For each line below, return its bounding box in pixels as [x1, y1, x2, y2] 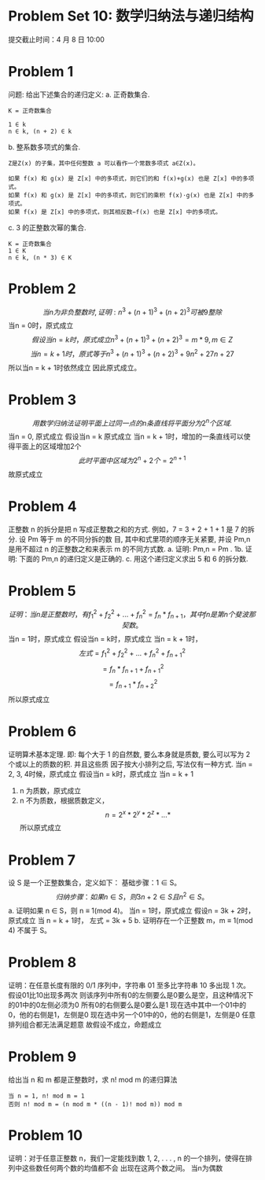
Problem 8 [8, 954, 77, 972]
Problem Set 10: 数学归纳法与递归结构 [8, 7, 254, 25]
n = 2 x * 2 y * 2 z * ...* [105, 808, 171, 819]
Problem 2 [8, 280, 76, 298]
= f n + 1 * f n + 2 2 [109, 678, 158, 690]
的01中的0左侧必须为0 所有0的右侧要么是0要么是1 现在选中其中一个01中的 [8, 1000, 246, 1009]
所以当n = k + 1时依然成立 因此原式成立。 [8, 362, 142, 372]
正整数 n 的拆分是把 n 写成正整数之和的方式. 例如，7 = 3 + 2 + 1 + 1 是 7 [8, 524, 240, 534]
